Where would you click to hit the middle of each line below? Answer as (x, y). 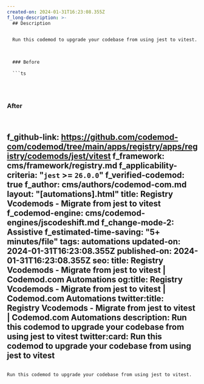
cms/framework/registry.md (62, 166)
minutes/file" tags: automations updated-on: (94, 242)
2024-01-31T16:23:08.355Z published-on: (90, 251)
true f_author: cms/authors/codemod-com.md (97, 184)
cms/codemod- (115, 213)
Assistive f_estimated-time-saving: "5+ (83, 232)
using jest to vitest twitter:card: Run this (85, 336)
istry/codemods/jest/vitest (59, 156)
